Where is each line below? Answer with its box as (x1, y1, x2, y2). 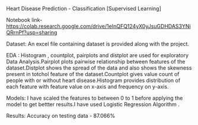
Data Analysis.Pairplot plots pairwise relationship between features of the (6, 58, 186, 65)
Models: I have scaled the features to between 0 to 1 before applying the (6, 94, 183, 101)
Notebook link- (6, 17, 43, 23)
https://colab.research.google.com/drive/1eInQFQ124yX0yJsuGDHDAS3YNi (6, 23, 191, 29)
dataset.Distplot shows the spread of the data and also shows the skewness (6, 64, 192, 71)
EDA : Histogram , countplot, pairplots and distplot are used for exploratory (6, 52, 189, 58)
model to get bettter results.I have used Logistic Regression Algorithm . (6, 101, 180, 108)
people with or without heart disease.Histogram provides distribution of (6, 77, 181, 84)
